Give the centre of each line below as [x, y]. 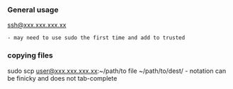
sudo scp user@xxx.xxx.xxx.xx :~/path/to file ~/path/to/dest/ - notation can [117, 71]
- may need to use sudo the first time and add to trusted [96, 38]
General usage [33, 10]
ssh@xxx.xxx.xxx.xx [37, 25]
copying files [30, 55]
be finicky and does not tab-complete [62, 78]
